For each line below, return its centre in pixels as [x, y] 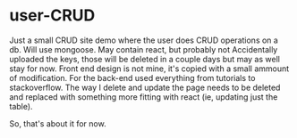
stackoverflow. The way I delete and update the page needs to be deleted [145, 87]
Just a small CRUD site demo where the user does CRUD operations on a [144, 40]
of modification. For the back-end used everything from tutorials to [132, 77]
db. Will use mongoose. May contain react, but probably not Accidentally [144, 49]
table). [21, 106]
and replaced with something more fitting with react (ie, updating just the [144, 97]
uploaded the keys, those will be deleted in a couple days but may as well [144, 59]
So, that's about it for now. [58, 123]
